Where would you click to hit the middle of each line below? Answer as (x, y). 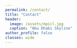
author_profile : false (29, 33)
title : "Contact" (23, 14)
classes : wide (20, 38)
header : (13, 19)
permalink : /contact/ (28, 10)
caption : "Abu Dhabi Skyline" (41, 28)
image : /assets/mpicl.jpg (37, 24)
